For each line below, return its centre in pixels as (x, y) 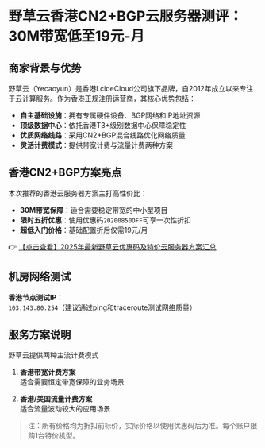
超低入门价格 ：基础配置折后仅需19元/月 (84, 230)
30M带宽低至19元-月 (77, 36)
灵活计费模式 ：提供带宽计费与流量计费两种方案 (96, 145)
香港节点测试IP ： (36, 297)
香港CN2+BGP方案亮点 (65, 173)
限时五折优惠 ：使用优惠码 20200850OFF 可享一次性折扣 (106, 220)
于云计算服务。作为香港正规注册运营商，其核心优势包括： (102, 98)
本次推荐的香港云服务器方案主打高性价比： (78, 193)
